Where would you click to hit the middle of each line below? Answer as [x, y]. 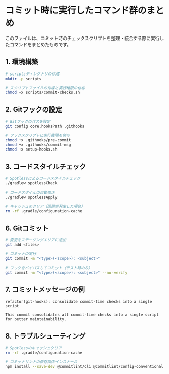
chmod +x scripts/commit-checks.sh [43, 92]
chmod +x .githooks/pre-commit [38, 140]
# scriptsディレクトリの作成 [32, 74]
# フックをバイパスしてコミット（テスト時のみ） [49, 268]
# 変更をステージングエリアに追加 [36, 240]
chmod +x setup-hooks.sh [31, 149]
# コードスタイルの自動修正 [30, 192]
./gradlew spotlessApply [31, 197]
